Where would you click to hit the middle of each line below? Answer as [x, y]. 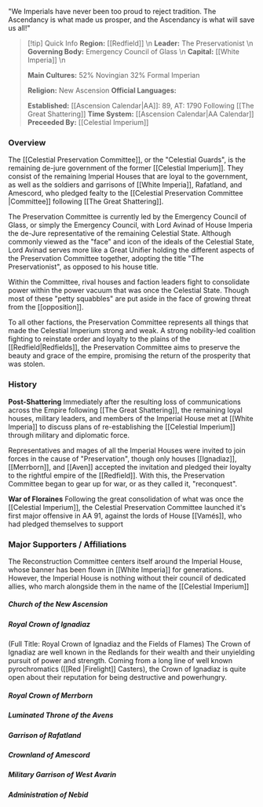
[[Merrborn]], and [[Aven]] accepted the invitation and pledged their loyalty [130, 467]
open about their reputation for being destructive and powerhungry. [118, 677]
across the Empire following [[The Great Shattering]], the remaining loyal [126, 410]
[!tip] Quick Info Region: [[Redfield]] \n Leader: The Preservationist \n [140, 43]
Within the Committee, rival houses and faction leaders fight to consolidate [129, 282]
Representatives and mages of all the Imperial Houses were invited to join [127, 450]
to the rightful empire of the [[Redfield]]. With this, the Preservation [117, 475]
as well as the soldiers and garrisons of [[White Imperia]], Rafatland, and [125, 185]
